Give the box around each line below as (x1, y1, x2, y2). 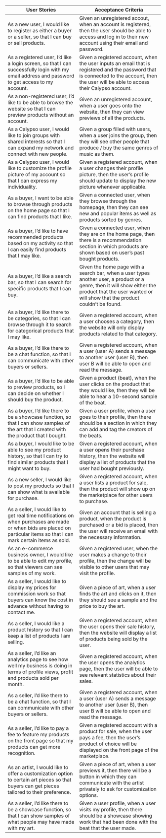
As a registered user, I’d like (7, 54, 72, 61)
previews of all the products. (79, 115, 146, 121)
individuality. (7, 184, 37, 190)
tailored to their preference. (7, 789, 71, 795)
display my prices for (7, 584, 57, 591)
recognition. (7, 750, 36, 756)
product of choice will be (79, 740, 137, 747)
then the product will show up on (79, 486, 156, 492)
